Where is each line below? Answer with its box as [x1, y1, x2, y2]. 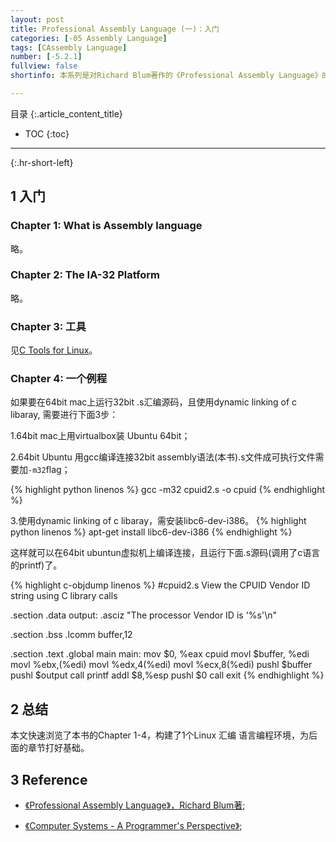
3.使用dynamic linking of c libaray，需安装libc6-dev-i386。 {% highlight [10, 515, 307, 527]
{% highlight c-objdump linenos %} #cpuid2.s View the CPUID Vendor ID [10, 579, 311, 591]
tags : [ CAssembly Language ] [10, 42, 128, 53]
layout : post [10, 14, 65, 25]
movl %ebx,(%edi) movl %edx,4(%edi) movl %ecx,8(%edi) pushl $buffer [10, 659, 313, 671]
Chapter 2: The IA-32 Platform [10, 268, 161, 282]
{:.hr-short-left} [10, 156, 74, 168]
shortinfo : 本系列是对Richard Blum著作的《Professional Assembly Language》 [10, 71, 323, 81]
